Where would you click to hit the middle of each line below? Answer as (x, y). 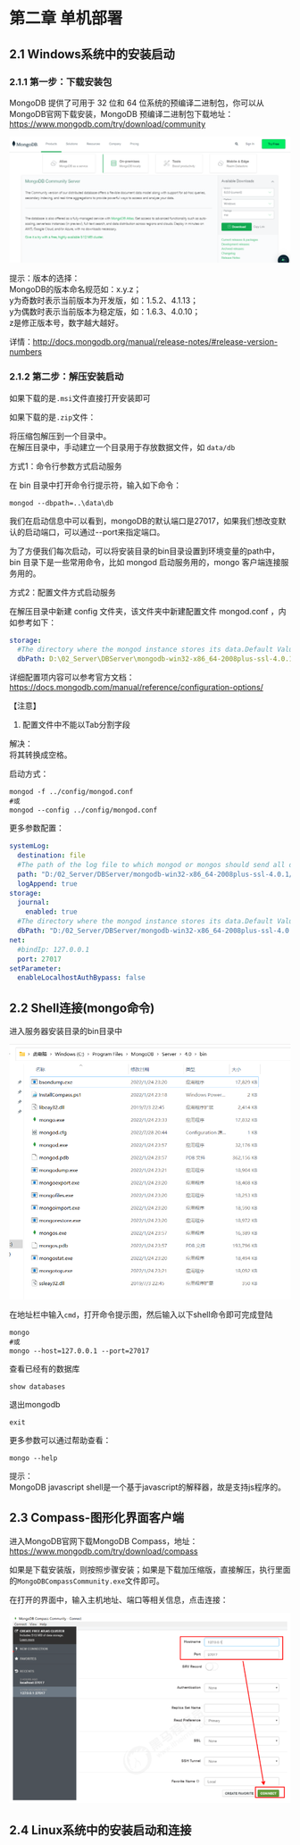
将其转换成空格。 (41, 755)
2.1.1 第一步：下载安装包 (61, 81)
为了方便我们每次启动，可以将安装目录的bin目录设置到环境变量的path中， (144, 551)
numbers (26, 352)
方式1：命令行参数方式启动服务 (66, 466)
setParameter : (36, 968)
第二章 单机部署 (66, 18)
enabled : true (51, 912)
